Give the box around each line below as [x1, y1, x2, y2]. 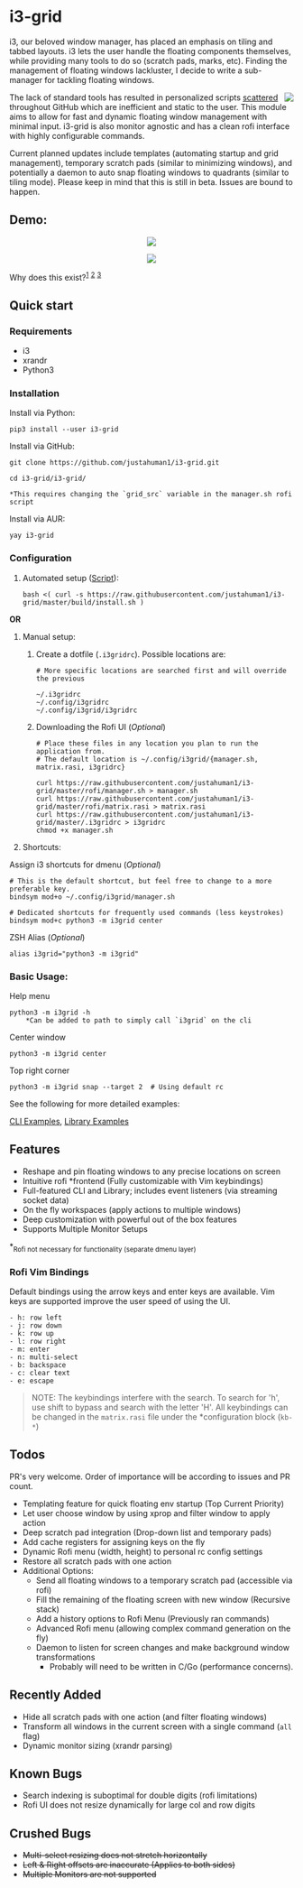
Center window [9, 1032, 66, 1042]
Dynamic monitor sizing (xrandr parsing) [22, 1740, 173, 1751]
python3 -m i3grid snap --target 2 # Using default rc [9, 1082, 224, 1091]
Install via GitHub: [9, 440, 75, 452]
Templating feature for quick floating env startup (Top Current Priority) [22, 1498, 285, 1509]
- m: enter [9, 1345, 50, 1354]
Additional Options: [22, 1565, 95, 1576]
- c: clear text [9, 1368, 70, 1377]
